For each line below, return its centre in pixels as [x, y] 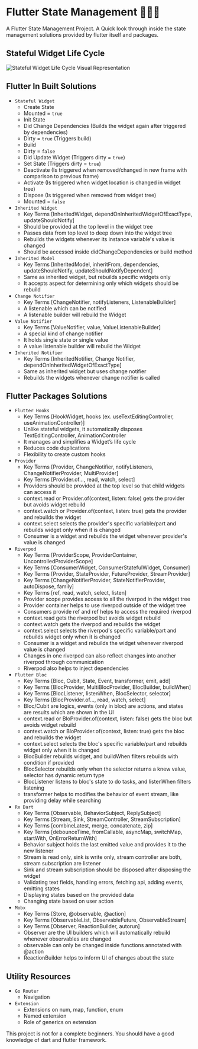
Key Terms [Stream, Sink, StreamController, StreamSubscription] [102, 819]
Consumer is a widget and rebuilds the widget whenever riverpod [103, 643]
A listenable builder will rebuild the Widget [75, 315]
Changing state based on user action [69, 901]
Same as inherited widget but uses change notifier [85, 371]
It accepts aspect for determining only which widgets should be [101, 283]
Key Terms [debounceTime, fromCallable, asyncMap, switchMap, [103, 832]
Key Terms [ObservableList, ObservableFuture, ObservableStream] [105, 920]
